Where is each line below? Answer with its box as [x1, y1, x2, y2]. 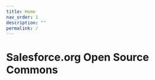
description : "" [6, 20, 46, 25]
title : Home [6, 8, 36, 15]
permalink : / [6, 25, 39, 31]
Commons [6, 63, 58, 77]
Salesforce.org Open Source [6, 51, 150, 64]
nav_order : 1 [6, 14, 39, 20]
